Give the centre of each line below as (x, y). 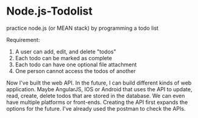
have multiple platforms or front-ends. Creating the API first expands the (97, 102)
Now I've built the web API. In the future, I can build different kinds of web (99, 83)
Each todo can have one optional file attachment (76, 64)
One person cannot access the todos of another (75, 71)
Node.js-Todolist (50, 11)
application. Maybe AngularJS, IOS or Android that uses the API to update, (99, 89)
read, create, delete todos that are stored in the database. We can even (96, 95)
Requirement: (23, 40)
